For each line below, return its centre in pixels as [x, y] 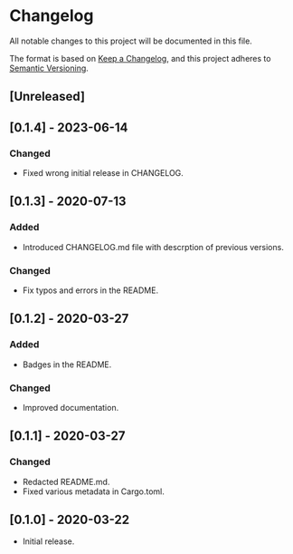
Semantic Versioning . [49, 68]
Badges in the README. [67, 364]
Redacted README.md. [66, 481]
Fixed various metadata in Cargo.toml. [93, 491]
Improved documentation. [71, 407]
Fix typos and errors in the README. [90, 290]
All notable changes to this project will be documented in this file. [131, 41]
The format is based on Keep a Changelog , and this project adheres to [140, 58]
